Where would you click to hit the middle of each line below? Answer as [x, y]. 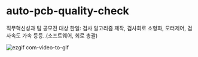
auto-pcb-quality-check [68, 11]
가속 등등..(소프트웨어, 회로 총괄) [60, 35]
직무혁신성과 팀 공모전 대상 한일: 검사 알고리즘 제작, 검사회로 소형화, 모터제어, [96, 28]
